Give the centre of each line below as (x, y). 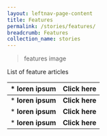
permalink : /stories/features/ (51, 26)
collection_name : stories (44, 39)
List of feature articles (38, 72)
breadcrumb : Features (38, 33)
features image (45, 58)
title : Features (30, 20)
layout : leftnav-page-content (50, 13)
